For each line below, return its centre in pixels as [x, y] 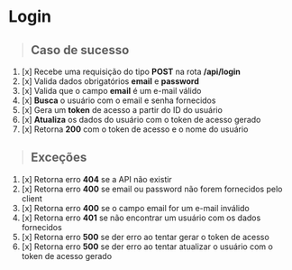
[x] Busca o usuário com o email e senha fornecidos [119, 100]
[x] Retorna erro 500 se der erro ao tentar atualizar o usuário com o [147, 247]
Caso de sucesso [80, 50]
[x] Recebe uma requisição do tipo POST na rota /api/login [131, 71]
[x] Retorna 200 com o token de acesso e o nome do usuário [135, 129]
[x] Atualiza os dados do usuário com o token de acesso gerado [141, 120]
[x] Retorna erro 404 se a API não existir [96, 179]
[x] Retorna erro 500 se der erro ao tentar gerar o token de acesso [145, 237]
